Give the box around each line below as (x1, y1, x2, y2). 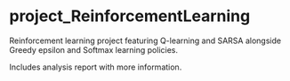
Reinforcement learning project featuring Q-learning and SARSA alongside (9, 35, 282, 46)
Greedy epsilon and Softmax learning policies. (9, 44, 178, 55)
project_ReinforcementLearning (9, 6, 251, 26)
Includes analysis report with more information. (9, 62, 182, 72)
